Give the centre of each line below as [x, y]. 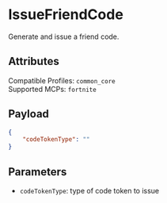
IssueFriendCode [66, 15]
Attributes [34, 61]
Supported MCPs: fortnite [52, 89]
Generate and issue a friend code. [64, 36]
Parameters [38, 172]
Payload [29, 114]
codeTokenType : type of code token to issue [89, 191]
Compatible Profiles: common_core [62, 80]
